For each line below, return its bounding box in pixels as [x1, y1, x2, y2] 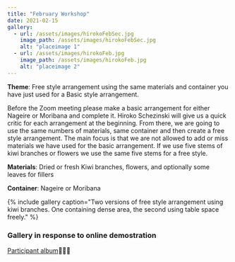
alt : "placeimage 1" [20, 43, 80, 50]
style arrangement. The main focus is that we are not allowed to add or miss [7, 134, 229, 142]
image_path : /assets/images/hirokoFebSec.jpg [20, 37, 157, 44]
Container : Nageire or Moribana [7, 183, 101, 192]
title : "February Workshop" [7, 10, 90, 18]
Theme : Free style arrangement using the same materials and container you [7, 82, 229, 91]
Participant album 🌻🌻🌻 [7, 246, 71, 255]
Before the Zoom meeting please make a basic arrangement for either [7, 103, 210, 112]
